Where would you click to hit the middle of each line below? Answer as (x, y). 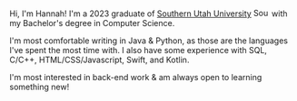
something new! (40, 87)
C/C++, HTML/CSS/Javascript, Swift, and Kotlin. (99, 60)
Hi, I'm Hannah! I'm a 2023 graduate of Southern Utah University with (148, 14)
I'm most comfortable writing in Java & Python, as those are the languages (149, 41)
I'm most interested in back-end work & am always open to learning (136, 77)
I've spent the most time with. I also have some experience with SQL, (139, 50)
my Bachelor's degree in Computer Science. (92, 23)
